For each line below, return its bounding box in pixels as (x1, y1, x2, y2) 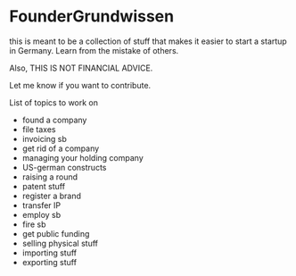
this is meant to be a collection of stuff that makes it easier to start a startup (9, 36, 287, 46)
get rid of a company (21, 143, 100, 154)
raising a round (21, 171, 78, 182)
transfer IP (21, 199, 62, 211)
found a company (21, 114, 87, 125)
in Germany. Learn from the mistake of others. (9, 45, 179, 55)
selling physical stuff (21, 238, 98, 248)
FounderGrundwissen (9, 6, 175, 27)
